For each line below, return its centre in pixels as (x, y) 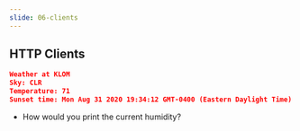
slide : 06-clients (44, 17)
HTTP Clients (47, 54)
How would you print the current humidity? (102, 117)
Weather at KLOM (40, 74)
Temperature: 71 (40, 92)
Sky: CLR (26, 83)
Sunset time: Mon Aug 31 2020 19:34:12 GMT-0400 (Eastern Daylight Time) (151, 100)
